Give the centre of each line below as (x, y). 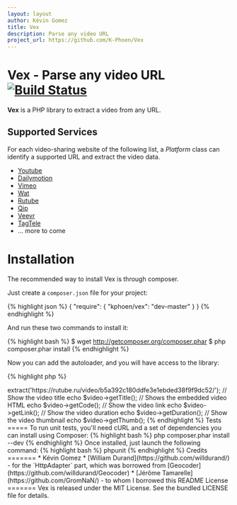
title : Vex (23, 27)
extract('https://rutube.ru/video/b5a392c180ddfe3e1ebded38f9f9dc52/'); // (117, 390)
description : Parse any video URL (58, 34)
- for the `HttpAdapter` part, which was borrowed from (87, 465)
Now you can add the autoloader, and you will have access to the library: (113, 363)
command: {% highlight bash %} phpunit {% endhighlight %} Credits (107, 450)
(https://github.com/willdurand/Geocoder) (69, 472)
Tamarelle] (178, 472)
